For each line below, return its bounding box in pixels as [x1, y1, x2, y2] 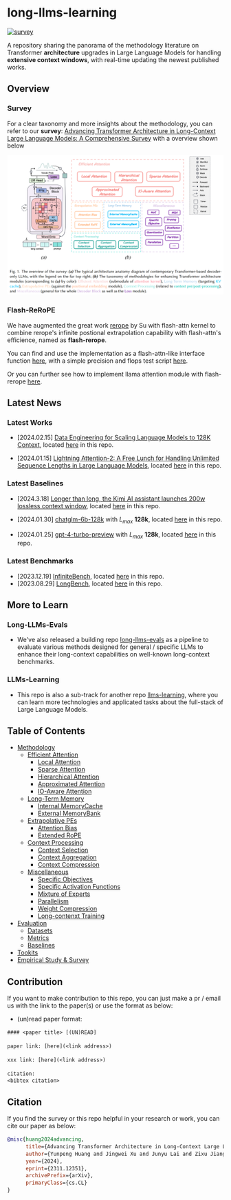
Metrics [27, 934, 49, 942]
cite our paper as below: [7, 1122, 76, 1130]
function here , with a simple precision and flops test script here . [7, 357, 188, 365]
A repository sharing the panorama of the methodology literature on [7, 41, 199, 49]
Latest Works [7, 418, 53, 428]
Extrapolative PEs [27, 817, 78, 825]
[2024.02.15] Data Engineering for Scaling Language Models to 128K [16, 433, 211, 442]
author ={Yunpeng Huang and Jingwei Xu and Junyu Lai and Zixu [25, 1150, 208, 1157]
